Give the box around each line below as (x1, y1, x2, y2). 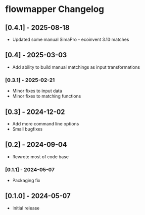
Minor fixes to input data (12, 88, 62, 94)
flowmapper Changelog (5, 3, 104, 15)
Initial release (12, 205, 40, 211)
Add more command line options (12, 120, 79, 126)
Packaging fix (12, 178, 41, 184)
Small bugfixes (12, 126, 43, 132)
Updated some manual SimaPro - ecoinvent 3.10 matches (12, 36, 130, 42)
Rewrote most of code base (12, 153, 69, 160)
